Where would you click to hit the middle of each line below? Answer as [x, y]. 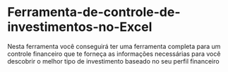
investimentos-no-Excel [80, 27]
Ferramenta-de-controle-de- [94, 12]
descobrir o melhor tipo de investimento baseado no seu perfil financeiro [114, 61]
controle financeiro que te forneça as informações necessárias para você [114, 54]
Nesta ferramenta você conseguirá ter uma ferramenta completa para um [114, 46]
